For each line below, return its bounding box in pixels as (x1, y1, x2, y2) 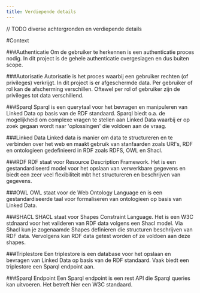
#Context (6, 36, 29, 44)
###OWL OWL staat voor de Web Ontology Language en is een (6, 189, 163, 196)
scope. (6, 61, 23, 68)
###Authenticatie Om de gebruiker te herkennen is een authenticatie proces (6, 48, 195, 56)
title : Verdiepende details (6, 8, 77, 15)
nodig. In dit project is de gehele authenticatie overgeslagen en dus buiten (6, 54, 190, 62)
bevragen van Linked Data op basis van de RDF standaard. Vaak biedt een (6, 257, 190, 264)
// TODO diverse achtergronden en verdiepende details (6, 25, 142, 32)
